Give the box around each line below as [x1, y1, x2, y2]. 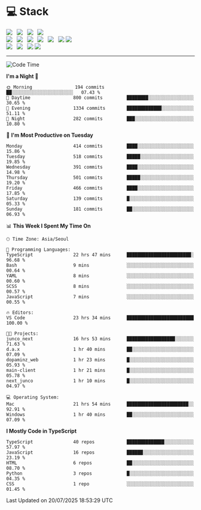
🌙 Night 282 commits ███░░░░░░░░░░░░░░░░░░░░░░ [6, 115, 194, 122]
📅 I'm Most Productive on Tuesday [6, 131, 94, 139]
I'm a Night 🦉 [6, 73, 39, 80]
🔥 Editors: [6, 310, 34, 316]
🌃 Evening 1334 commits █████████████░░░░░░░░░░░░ [6, 105, 194, 111]
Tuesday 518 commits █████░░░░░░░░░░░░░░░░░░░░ [6, 154, 194, 160]
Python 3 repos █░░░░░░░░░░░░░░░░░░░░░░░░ [6, 470, 194, 476]
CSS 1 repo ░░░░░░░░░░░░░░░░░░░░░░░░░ [6, 481, 194, 487]
